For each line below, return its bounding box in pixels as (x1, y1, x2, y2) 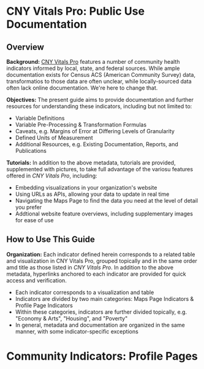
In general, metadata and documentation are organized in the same (15, 321, 185, 328)
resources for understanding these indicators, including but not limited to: (6, 103, 192, 110)
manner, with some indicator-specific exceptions (15, 327, 139, 335)
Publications (15, 147, 47, 154)
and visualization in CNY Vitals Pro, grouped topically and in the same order (6, 257, 198, 265)
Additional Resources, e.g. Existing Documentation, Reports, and (15, 141, 179, 148)
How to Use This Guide (6, 235, 95, 245)
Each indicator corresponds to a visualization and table (15, 289, 154, 296)
